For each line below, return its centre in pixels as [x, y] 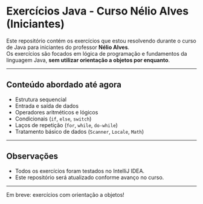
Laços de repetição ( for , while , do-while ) [66, 125]
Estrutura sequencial [41, 99]
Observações [32, 156]
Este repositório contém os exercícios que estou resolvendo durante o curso [101, 41]
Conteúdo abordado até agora [64, 85]
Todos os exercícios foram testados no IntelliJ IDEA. [80, 171]
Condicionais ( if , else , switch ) [53, 119]
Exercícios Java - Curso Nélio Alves [98, 11]
